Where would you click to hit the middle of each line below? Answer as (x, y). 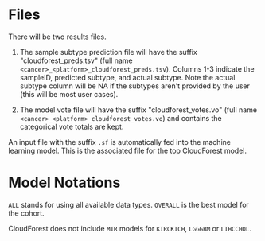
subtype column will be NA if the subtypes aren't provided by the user (135, 86)
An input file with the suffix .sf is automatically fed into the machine (119, 142)
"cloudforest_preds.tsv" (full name (76, 60)
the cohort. (27, 213)
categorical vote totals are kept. (72, 126)
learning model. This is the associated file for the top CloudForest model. (127, 150)
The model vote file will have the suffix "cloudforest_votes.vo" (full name (138, 110)
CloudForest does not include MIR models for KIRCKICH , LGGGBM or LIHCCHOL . (130, 228)
